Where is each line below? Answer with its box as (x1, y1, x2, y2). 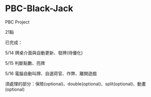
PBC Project (5, 19, 30, 25)
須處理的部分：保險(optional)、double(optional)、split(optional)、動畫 (5, 81, 146, 87)
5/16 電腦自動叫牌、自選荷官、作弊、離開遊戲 (5, 70, 97, 76)
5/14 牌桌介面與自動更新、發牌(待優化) (5, 50, 83, 56)
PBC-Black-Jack (5, 3, 74, 14)
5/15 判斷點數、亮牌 (5, 60, 45, 66)
